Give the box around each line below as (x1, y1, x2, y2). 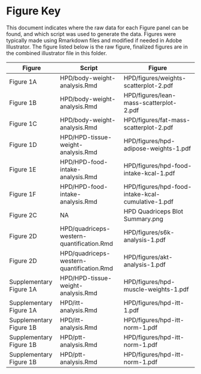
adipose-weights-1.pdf (123, 144, 191, 152)
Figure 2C (9, 211, 38, 219)
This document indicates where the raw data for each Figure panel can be (6, 24, 189, 31)
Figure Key (6, 4, 61, 18)
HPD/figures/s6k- (123, 228, 175, 236)
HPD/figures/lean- (123, 91, 176, 99)
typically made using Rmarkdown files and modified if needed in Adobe (6, 37, 182, 44)
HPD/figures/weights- (123, 74, 187, 82)
